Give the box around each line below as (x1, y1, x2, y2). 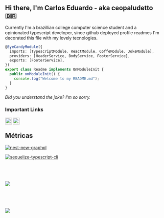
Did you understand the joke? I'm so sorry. (5, 94, 91, 100)
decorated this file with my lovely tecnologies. (5, 35, 98, 41)
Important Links (5, 106, 44, 113)
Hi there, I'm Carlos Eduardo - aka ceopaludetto (5, 4, 153, 12)
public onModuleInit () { (9, 72, 60, 77)
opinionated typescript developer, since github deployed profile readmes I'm (5, 29, 160, 36)
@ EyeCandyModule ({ (5, 44, 43, 49)
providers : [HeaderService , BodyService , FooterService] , (9, 53, 131, 58)
